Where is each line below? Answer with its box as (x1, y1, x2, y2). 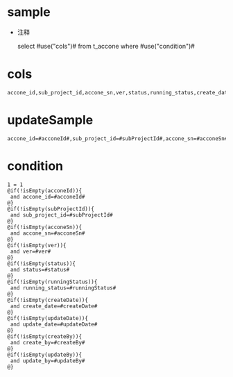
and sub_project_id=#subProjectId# (10, 211, 113, 219)
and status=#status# (10, 266, 70, 273)
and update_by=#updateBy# (10, 357, 85, 365)
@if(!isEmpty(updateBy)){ (7, 351, 82, 358)
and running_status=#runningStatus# (10, 284, 116, 292)
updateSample (7, 112, 94, 128)
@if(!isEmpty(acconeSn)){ (7, 224, 82, 231)
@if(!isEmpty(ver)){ (7, 242, 67, 249)
